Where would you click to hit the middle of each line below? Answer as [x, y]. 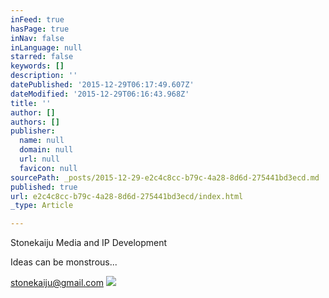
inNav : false [37, 38]
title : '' [31, 103]
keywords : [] [37, 66]
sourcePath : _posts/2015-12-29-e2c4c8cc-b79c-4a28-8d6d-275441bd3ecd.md [165, 177]
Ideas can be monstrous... [64, 262]
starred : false [42, 57]
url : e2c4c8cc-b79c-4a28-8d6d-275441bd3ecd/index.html [127, 196]
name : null [42, 141]
